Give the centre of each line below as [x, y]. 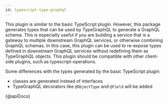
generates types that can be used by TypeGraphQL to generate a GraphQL [82, 29]
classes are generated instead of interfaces [58, 81]
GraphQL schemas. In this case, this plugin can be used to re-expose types [83, 45]
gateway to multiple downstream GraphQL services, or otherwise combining [84, 40]
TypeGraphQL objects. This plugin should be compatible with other [75, 56]
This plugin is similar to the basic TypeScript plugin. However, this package [83, 24]
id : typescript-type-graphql [36, 10]
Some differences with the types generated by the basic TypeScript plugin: [83, 71]
